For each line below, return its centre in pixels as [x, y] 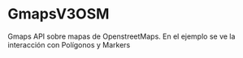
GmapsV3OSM [59, 14]
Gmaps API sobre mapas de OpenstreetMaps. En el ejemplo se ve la [121, 36]
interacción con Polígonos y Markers [69, 44]
